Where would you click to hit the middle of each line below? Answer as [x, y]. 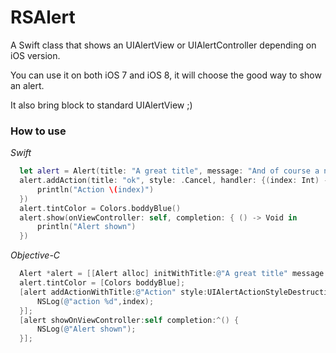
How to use [38, 131]
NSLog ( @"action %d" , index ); [95, 301]
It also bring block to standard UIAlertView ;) [101, 105]
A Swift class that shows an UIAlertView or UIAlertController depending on [163, 45]
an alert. [27, 85]
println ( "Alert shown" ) [86, 227]
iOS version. [35, 55]
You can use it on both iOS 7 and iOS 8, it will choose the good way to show [166, 75]
